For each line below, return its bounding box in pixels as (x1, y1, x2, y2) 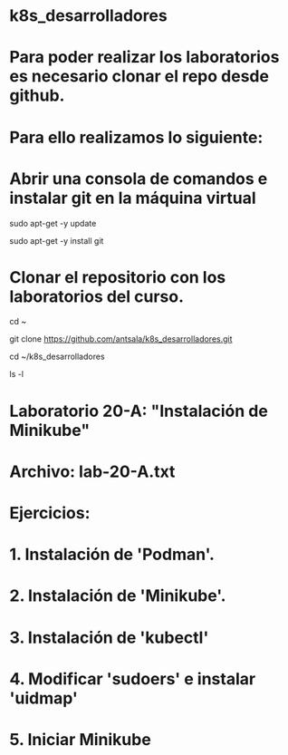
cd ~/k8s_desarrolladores (9, 351, 106, 363)
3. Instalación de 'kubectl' (9, 627, 209, 648)
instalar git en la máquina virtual (9, 188, 256, 208)
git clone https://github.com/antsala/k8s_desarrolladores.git (9, 334, 233, 344)
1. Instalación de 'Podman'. (9, 545, 216, 565)
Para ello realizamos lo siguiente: (9, 127, 264, 148)
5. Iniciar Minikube (9, 729, 151, 750)
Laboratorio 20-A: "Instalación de (9, 401, 269, 421)
